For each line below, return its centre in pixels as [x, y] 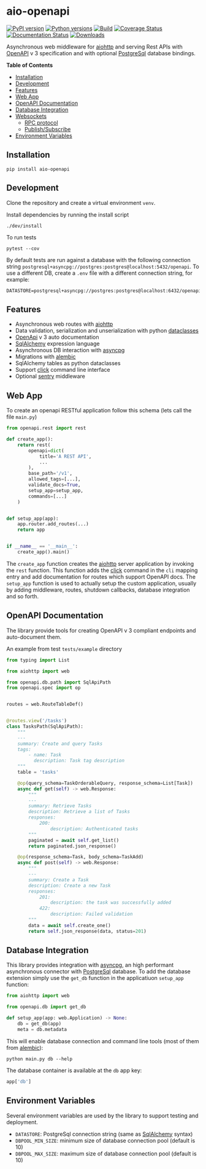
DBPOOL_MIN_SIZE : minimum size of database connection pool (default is [105, 1140]
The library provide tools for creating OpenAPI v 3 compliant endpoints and [101, 630]
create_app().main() [44, 552]
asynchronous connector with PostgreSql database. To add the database [99, 971]
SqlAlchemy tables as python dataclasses [68, 363]
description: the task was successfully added [111, 903]
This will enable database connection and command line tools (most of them [103, 1041]
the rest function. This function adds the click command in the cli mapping [102, 570]
